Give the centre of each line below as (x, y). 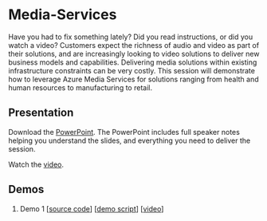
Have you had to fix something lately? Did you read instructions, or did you (131, 37)
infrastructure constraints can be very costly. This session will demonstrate (132, 70)
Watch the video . (36, 164)
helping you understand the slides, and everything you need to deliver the (130, 140)
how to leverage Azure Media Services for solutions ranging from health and (133, 79)
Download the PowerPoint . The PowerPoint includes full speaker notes (124, 132)
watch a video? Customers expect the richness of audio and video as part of (134, 45)
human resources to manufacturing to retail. (80, 87)
